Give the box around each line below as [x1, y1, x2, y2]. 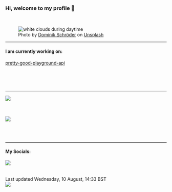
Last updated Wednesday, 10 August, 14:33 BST [5, 176, 106, 182]
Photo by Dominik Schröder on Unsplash [18, 32, 104, 38]
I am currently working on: [5, 48, 63, 54]
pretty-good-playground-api [5, 60, 65, 66]
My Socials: [5, 148, 31, 155]
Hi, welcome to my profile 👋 [5, 5, 75, 12]
